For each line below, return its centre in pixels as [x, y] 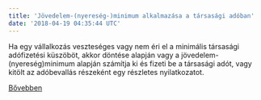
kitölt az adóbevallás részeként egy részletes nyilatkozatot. [106, 72]
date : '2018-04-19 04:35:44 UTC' [65, 23]
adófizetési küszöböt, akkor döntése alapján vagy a [94, 55]
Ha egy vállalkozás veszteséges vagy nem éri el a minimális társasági [124, 46]
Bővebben [25, 87]
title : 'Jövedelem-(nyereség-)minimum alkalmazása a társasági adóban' [131, 16]
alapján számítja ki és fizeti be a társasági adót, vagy [164, 63]
